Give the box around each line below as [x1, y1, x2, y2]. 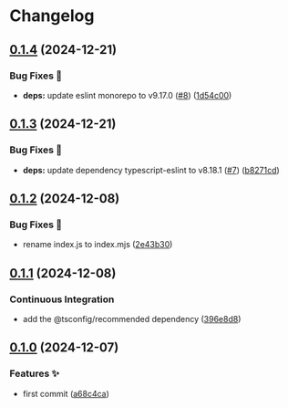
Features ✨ [9, 367, 60, 380]
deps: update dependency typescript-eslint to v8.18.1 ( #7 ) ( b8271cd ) [22, 164, 280, 175]
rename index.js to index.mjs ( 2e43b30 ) [22, 239, 173, 250]
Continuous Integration [9, 293, 115, 306]
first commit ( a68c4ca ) [22, 388, 109, 399]
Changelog [9, 5, 95, 26]
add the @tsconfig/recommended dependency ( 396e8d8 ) [22, 313, 242, 324]
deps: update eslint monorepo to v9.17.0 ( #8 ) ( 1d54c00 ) [22, 89, 232, 100]
